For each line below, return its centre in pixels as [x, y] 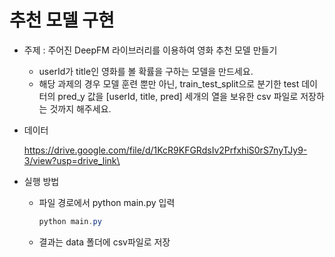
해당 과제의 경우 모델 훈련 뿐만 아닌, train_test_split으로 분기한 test [169, 83]
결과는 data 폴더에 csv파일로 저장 [104, 242]
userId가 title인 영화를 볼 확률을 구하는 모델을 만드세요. [146, 71]
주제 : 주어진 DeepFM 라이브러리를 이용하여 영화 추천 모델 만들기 [150, 50]
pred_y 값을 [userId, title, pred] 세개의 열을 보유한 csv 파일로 [178, 96]
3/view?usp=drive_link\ [72, 160]
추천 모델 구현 [62, 20]
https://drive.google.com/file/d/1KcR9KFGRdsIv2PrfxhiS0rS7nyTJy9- [165, 150]
